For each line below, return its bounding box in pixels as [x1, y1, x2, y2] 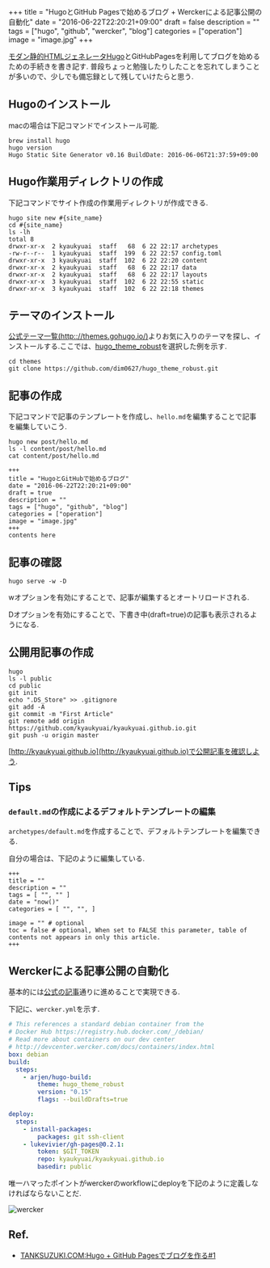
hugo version [8, 144, 53, 152]
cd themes [8, 358, 42, 366]
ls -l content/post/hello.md [8, 445, 107, 453]
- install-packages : [23, 1125, 92, 1133]
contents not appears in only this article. [8, 933, 161, 942]
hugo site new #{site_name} [8, 213, 103, 222]
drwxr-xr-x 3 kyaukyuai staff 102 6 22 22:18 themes [8, 284, 205, 293]
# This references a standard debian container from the [8, 1021, 205, 1029]
